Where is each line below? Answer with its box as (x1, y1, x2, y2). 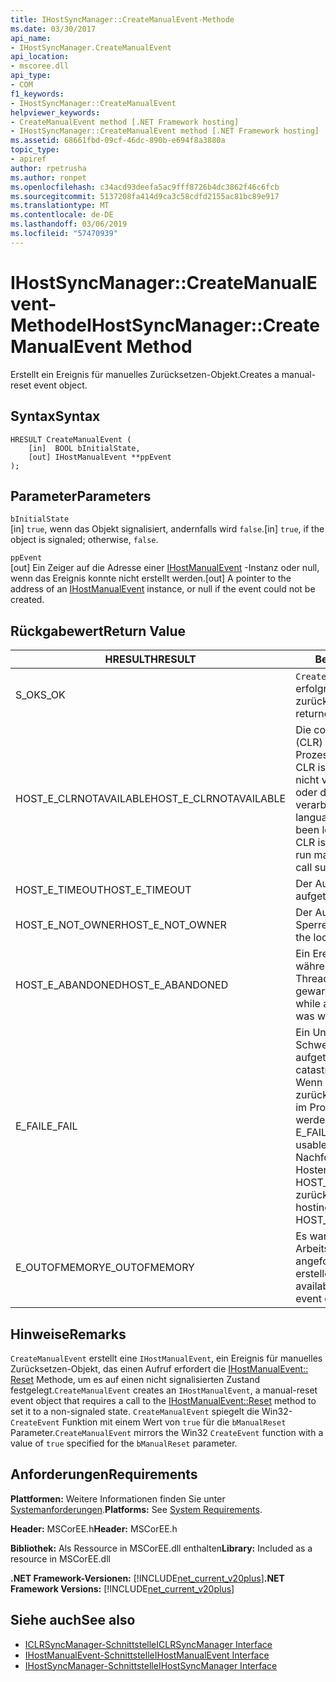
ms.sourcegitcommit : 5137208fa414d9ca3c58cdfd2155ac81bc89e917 (10, 191, 280, 201)
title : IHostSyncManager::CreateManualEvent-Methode (10, 14, 235, 25)
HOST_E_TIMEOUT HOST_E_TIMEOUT (15, 883, 192, 897)
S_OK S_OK (15, 688, 66, 702)
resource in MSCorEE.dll (10, 1552, 111, 1565)
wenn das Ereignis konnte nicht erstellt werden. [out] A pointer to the (10, 572, 292, 585)
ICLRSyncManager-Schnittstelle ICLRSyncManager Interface (24, 1638, 273, 1650)
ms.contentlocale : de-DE (10, 210, 114, 220)
